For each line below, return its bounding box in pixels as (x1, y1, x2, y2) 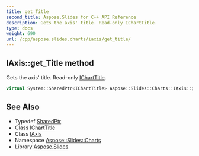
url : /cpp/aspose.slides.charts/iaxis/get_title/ (6, 36, 131, 42)
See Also (6, 102, 40, 112)
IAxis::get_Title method (6, 58, 94, 68)
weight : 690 (6, 31, 36, 37)
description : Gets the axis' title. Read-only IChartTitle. (6, 20, 158, 26)
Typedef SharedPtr (14, 117, 62, 125)
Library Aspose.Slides (14, 143, 69, 150)
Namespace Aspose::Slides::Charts (14, 136, 101, 144)
